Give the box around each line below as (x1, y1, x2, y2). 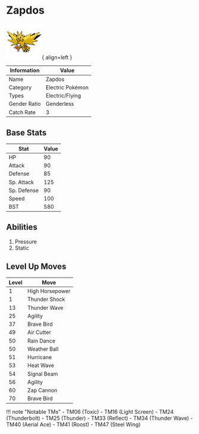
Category (8, 84, 32, 91)
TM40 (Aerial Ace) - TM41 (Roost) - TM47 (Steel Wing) (6, 420, 141, 428)
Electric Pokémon (45, 84, 89, 91)
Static (14, 244, 30, 251)
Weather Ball (27, 345, 59, 353)
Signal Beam (27, 370, 58, 378)
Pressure (14, 238, 37, 245)
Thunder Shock (27, 295, 65, 303)
